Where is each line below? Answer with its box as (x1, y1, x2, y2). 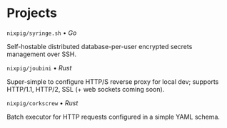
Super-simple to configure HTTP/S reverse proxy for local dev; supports (6, 77, 219, 86)
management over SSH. (6, 50, 76, 58)
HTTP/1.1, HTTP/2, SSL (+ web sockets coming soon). (6, 85, 165, 93)
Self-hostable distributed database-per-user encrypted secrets (6, 42, 193, 50)
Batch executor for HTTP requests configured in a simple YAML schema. (6, 112, 221, 121)
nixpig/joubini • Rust (6, 63, 72, 72)
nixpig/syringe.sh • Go (6, 28, 77, 37)
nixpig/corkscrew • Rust (6, 98, 79, 107)
